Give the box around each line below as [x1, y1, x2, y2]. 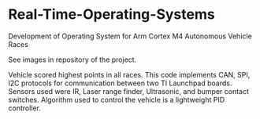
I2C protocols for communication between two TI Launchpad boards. [8, 78, 232, 88]
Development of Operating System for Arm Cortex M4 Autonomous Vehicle [8, 31, 252, 41]
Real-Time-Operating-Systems [8, 5, 215, 23]
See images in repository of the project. [8, 55, 137, 64]
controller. [8, 103, 42, 113]
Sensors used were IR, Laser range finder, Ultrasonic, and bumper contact [8, 86, 250, 96]
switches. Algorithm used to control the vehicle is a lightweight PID [8, 95, 225, 104]
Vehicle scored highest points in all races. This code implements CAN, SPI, [8, 70, 251, 79]
